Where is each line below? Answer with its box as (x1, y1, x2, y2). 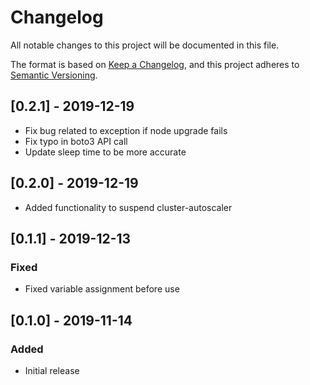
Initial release (24, 364, 80, 376)
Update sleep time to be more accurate (24, 146, 187, 158)
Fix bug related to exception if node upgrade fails (24, 124, 228, 136)
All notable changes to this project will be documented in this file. (10, 39, 280, 51)
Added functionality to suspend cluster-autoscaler (24, 201, 233, 213)
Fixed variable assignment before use (24, 283, 180, 295)
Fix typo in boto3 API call (24, 135, 128, 147)
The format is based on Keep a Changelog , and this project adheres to (10, 58, 300, 70)
